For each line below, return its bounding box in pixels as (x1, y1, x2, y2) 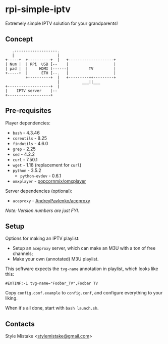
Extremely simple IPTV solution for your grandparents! (5, 20, 118, 26)
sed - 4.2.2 (12, 151, 35, 157)
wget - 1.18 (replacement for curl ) (12, 162, 82, 168)
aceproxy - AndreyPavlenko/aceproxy (12, 197, 91, 203)
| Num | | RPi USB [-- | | (5, 62, 116, 67)
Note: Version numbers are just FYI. (5, 207, 79, 213)
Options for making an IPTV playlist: (5, 235, 80, 241)
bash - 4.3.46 (12, 130, 40, 136)
